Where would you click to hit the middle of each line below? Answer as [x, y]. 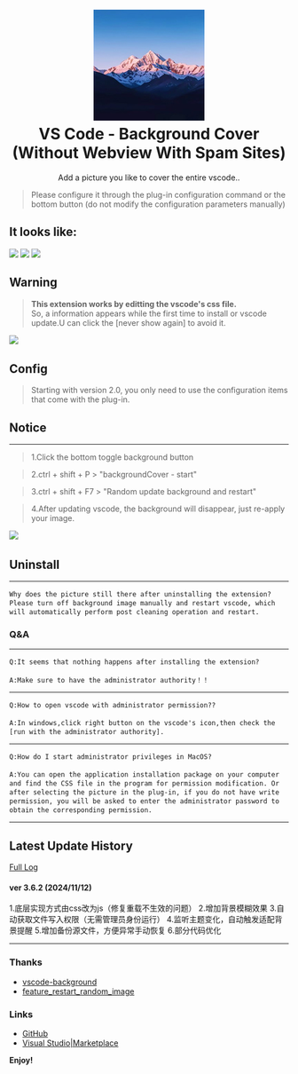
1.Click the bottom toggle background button [112, 457]
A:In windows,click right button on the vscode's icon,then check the [142, 723]
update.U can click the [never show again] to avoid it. [128, 322]
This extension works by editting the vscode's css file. [133, 304]
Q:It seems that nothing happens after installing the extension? [134, 662]
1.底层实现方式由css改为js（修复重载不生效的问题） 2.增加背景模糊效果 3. [143, 908]
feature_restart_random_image [78, 991]
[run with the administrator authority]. [87, 732]
